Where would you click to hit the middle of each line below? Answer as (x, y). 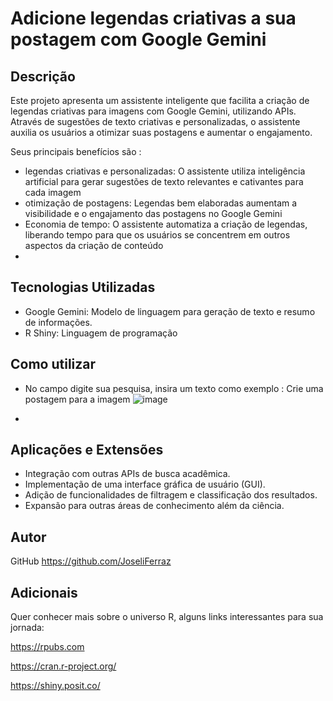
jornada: (27, 628)
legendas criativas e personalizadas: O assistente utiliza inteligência (165, 171)
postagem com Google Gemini (138, 39)
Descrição (43, 76)
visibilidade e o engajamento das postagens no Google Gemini (153, 213)
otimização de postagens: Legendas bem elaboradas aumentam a (161, 203)
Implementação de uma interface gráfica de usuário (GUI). (145, 484)
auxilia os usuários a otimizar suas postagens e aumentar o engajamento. (161, 132)
